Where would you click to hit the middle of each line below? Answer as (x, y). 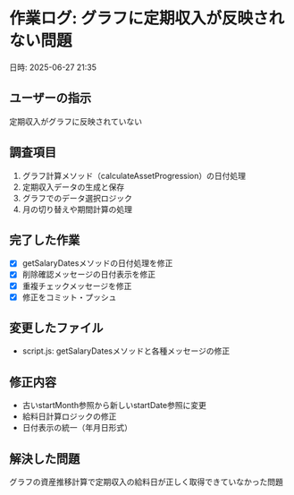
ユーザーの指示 (50, 98)
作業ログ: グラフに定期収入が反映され (147, 18)
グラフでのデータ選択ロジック (77, 198)
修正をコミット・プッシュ (69, 297)
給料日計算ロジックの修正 (69, 416)
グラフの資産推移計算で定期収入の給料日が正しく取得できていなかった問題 (146, 482)
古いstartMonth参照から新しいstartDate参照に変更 (114, 405)
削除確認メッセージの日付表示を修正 (89, 275)
